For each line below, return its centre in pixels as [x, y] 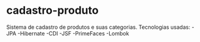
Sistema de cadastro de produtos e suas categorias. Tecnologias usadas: [98, 27]
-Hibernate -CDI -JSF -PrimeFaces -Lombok [73, 33]
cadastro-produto [52, 10]
